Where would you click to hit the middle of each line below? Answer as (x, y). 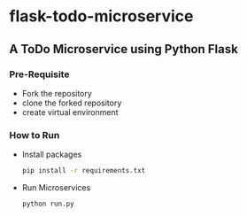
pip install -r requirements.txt (84, 171)
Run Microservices (56, 188)
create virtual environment (70, 112)
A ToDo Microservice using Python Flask (124, 49)
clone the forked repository (72, 103)
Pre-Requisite (39, 74)
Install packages (52, 155)
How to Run (35, 135)
